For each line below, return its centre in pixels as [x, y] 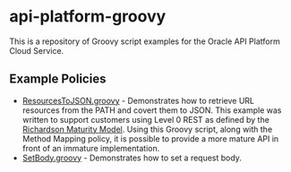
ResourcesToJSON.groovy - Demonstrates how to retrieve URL [138, 100]
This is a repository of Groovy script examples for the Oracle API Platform [145, 41]
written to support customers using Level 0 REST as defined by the [146, 119]
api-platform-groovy [88, 17]
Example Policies [58, 79]
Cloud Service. [37, 50]
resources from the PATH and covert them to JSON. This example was [152, 110]
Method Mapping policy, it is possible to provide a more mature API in [150, 138]
